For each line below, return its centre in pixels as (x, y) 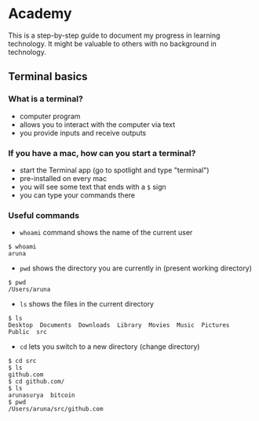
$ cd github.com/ (36, 382)
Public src (27, 332)
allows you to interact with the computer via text (97, 124)
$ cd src (22, 361)
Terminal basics (48, 76)
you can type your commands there (77, 195)
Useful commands (44, 215)
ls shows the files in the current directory (87, 304)
